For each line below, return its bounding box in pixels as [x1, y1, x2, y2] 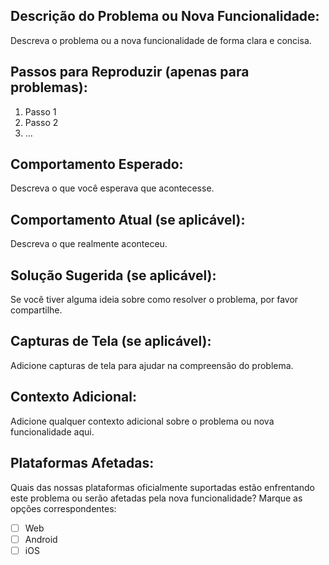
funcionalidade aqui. [10, 425, 95, 438]
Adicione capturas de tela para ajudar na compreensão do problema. [10, 359, 294, 371]
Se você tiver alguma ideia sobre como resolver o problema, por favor [10, 294, 299, 306]
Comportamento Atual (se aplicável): [10, 211, 246, 228]
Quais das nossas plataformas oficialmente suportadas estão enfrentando [10, 481, 315, 493]
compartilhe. [10, 304, 63, 316]
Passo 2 [24, 116, 59, 128]
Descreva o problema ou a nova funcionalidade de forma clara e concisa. [10, 34, 312, 46]
